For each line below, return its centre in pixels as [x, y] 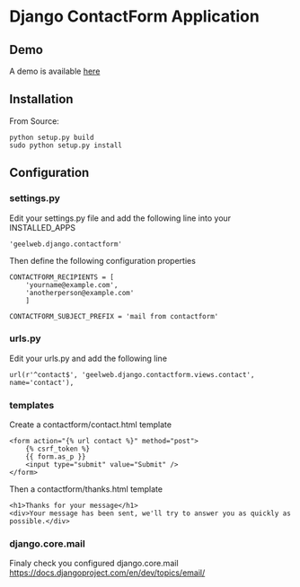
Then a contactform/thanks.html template [86, 489]
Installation [41, 99]
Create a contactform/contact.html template [91, 425]
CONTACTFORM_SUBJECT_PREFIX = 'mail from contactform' [114, 316]
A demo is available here [55, 71]
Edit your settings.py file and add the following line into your [120, 218]
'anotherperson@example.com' [80, 293]
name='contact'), [42, 382]
